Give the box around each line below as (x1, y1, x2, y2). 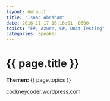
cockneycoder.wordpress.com (6, 88, 81, 96)
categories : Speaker (6, 31, 58, 37)
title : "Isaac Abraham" (6, 14, 65, 20)
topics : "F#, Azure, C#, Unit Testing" (6, 25, 105, 32)
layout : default (6, 8, 46, 15)
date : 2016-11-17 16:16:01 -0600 (6, 20, 89, 26)
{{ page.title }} (6, 57, 80, 71)
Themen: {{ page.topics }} (6, 76, 71, 84)
